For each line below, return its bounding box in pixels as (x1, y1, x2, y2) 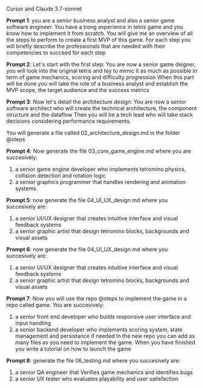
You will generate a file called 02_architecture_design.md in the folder (6, 130, 181, 136)
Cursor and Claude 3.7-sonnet (6, 5, 82, 12)
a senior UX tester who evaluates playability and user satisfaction (15, 375, 179, 382)
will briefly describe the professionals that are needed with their (6, 42, 165, 50)
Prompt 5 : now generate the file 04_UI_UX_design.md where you (6, 197, 168, 203)
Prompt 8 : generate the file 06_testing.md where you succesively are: (6, 357, 181, 364)
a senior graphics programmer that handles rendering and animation (15, 179, 186, 185)
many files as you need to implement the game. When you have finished (15, 339, 196, 346)
